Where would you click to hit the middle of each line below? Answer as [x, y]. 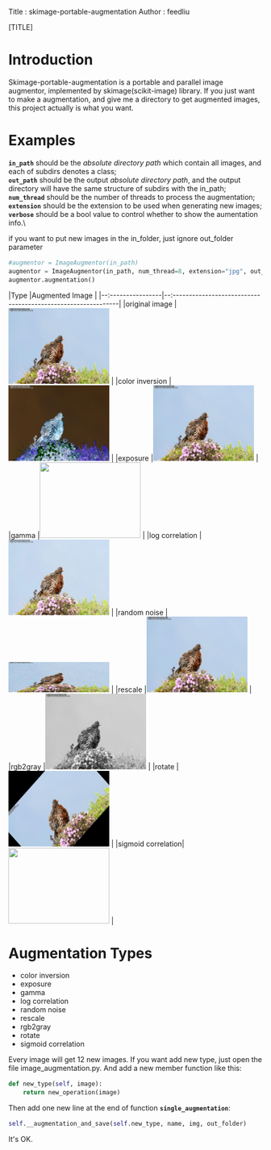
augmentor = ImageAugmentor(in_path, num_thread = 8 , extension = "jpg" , [128, 271]
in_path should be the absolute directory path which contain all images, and [135, 162]
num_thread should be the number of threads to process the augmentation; [132, 197]
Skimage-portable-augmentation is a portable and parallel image [116, 82]
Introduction [51, 60]
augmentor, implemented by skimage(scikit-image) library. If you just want [132, 90]
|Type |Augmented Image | [53, 295]
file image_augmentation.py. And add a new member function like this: [125, 1069]
